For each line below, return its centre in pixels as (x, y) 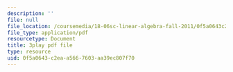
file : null (23, 20)
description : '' (31, 13)
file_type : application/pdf (48, 33)
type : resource (29, 52)
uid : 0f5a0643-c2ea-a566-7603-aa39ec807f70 (71, 58)
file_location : (29, 26)
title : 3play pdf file (40, 45)
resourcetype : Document (42, 39)
